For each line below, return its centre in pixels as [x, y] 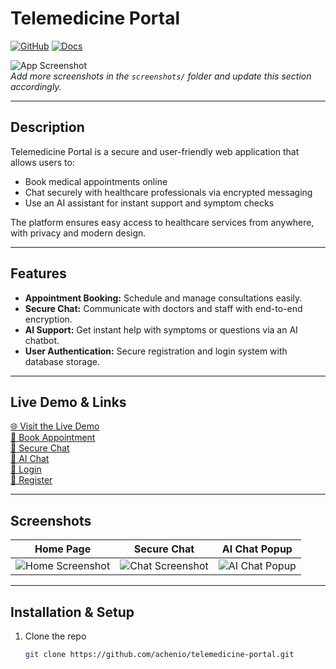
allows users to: [42, 162]
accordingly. [36, 86]
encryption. [48, 319]
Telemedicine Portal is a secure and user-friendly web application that [155, 151]
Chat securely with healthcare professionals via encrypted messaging [168, 192]
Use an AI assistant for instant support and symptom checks [149, 203]
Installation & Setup [72, 612]
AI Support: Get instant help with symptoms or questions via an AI [161, 329]
